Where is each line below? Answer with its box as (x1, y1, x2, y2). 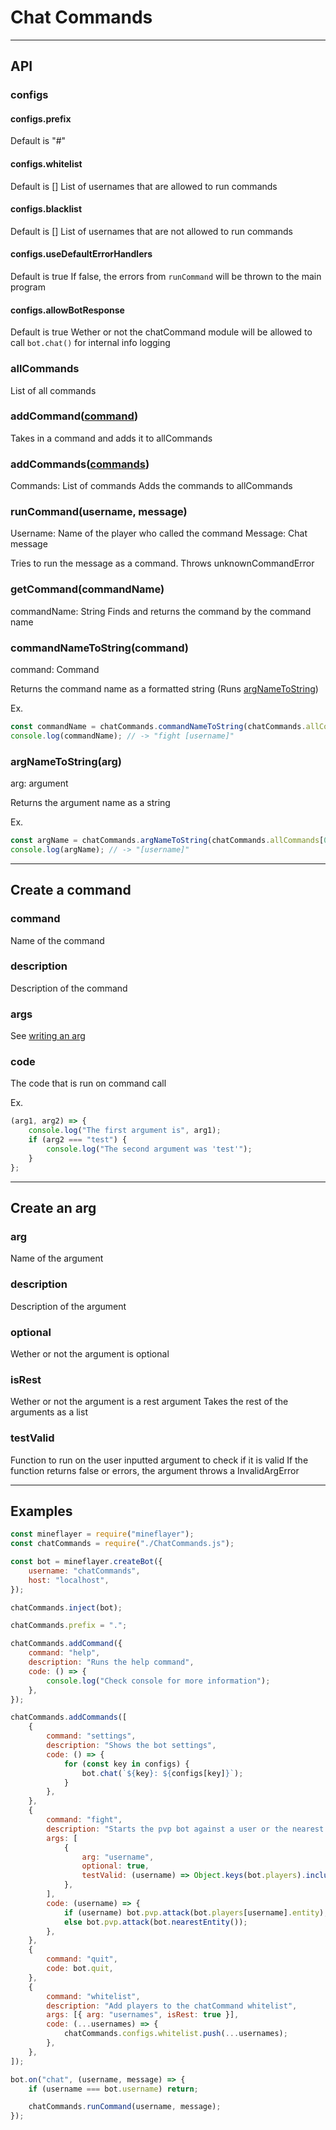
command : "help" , (28, 1648, 101, 1658)
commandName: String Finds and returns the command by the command (10, 605, 312, 617)
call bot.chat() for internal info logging (10, 337, 171, 349)
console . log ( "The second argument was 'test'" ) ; (46, 1144, 253, 1155)
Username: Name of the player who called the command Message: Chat (10, 527, 308, 540)
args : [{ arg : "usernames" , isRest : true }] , (46, 2010, 240, 2020)
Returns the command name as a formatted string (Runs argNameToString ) (10, 683, 319, 695)
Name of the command (10, 934, 105, 946)
